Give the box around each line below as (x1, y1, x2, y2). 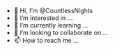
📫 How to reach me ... (13, 37, 79, 44)
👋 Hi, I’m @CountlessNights (13, 7, 93, 14)
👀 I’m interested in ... (13, 14, 73, 22)
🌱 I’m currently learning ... (13, 21, 89, 29)
